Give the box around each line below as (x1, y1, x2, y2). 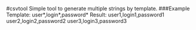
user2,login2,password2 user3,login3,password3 (6, 18, 127, 24)
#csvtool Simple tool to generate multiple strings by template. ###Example (6, 5, 190, 12)
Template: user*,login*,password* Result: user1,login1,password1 (6, 11, 164, 18)
